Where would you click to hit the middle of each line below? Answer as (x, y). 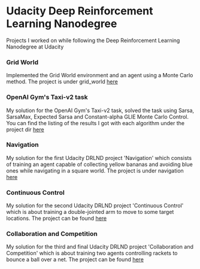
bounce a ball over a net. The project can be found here (75, 259)
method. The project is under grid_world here (62, 81)
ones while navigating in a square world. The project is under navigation (95, 170)
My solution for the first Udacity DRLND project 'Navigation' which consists (99, 158)
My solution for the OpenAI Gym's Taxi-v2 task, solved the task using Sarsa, (100, 110)
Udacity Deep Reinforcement (80, 11)
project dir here (25, 129)
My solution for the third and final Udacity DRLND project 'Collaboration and (100, 247)
